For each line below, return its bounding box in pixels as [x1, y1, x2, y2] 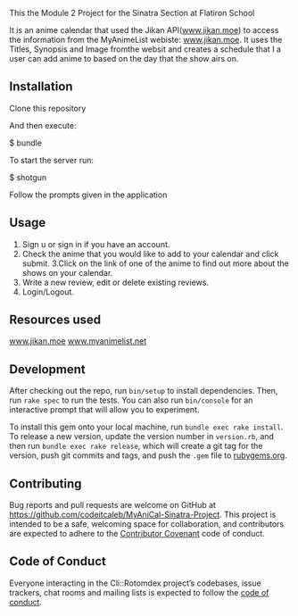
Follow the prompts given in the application [9, 189, 168, 200]
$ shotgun [9, 171, 47, 182]
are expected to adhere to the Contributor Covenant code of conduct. [9, 529, 265, 539]
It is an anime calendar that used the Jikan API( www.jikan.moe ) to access [9, 25, 279, 35]
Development [9, 362, 87, 377]
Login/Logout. [21, 286, 74, 297]
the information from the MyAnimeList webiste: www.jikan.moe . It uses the [9, 35, 283, 45]
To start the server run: [9, 154, 94, 165]
